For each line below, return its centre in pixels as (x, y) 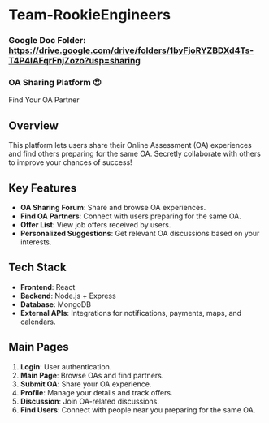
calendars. (38, 322)
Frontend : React (48, 287)
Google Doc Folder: (47, 41)
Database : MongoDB (56, 304)
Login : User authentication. (66, 366)
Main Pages (39, 347)
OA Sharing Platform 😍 (55, 83)
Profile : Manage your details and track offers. (96, 392)
